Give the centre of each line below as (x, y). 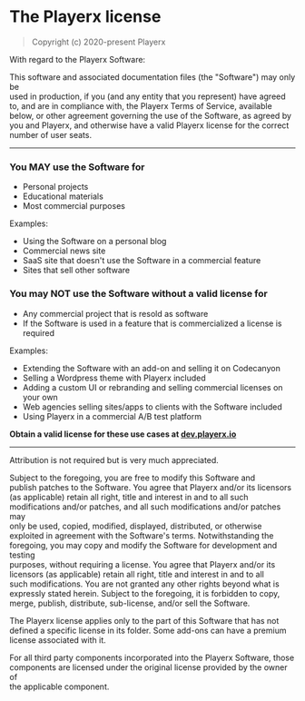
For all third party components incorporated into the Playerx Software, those (152, 657)
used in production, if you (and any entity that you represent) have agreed (148, 96)
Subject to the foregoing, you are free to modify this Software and (133, 478)
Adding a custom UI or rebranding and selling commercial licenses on (152, 387)
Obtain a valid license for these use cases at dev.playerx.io (123, 434)
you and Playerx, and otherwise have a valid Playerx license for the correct (149, 125)
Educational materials (63, 196)
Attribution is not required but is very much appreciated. (114, 459)
